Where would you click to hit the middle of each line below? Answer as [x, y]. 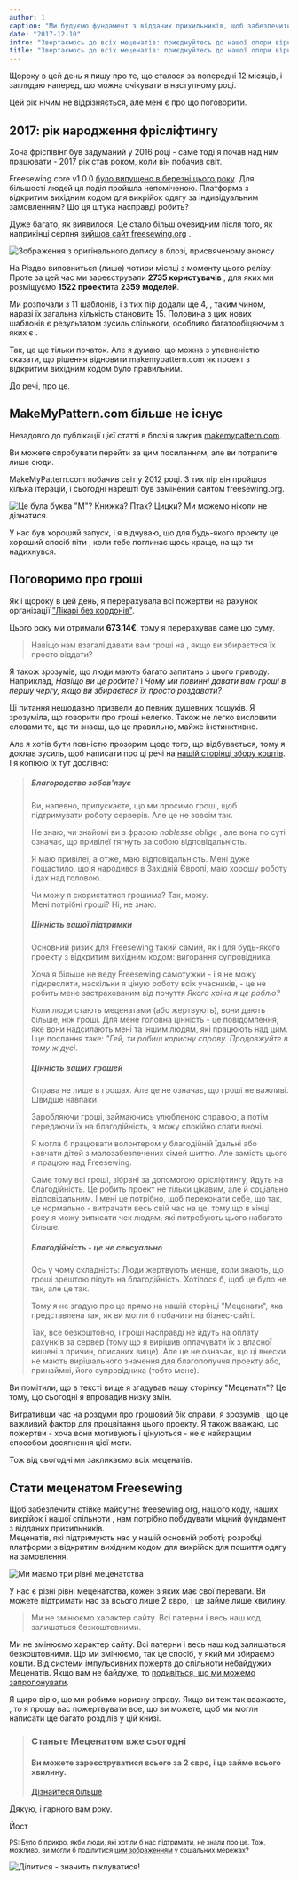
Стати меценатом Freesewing [96, 1487]
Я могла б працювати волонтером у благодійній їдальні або [144, 1144]
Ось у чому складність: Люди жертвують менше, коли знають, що [157, 1270]
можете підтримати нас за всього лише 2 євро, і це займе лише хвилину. [148, 1601]
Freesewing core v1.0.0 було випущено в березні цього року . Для [132, 178]
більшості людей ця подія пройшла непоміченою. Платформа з [129, 188]
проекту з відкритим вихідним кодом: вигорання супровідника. [152, 956]
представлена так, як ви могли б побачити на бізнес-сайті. [143, 1315]
